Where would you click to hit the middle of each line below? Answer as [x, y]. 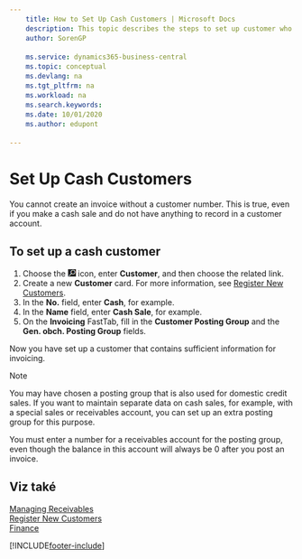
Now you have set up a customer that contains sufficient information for [143, 349]
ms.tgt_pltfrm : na [60, 86]
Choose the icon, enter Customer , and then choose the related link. [153, 273]
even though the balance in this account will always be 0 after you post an [147, 449]
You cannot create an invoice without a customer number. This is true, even [150, 204]
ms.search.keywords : [64, 105]
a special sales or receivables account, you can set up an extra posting [141, 412]
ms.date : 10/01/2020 [64, 114]
